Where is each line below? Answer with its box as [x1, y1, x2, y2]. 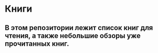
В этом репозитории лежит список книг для [5, 23, 153, 32]
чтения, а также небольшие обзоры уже [5, 31, 141, 40]
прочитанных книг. [5, 39, 70, 48]
